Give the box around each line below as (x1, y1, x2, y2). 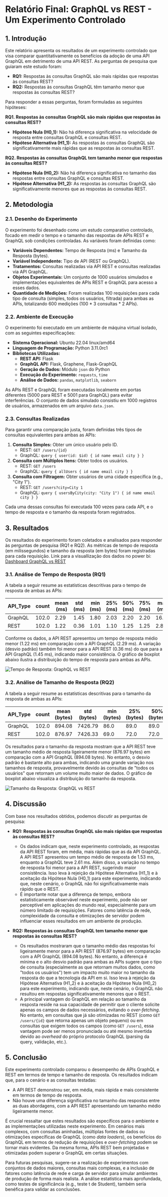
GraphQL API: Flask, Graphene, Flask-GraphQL (19, 361, 117, 367)
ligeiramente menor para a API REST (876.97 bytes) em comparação (19, 948, 161, 954)
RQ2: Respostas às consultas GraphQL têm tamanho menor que (12, 84, 145, 90)
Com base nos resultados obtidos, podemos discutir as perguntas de (5, 813, 147, 819)
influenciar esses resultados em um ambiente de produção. (19, 918, 142, 924)
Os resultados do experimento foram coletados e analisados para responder (5, 537, 162, 543)
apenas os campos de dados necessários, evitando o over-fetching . (19, 1007, 160, 1013)
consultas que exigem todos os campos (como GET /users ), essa (19, 1023, 154, 1029)
